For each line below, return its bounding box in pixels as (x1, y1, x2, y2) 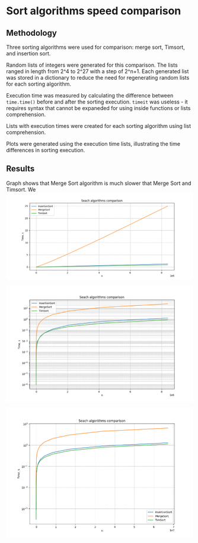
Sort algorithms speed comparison (6, 4, 181, 18)
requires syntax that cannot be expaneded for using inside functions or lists (6, 105, 191, 111)
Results (6, 164, 35, 174)
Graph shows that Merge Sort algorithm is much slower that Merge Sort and (6, 180, 191, 187)
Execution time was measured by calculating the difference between (6, 92, 174, 99)
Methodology (6, 28, 58, 38)
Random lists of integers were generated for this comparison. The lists (6, 61, 178, 68)
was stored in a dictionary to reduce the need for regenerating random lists (6, 74, 190, 81)
